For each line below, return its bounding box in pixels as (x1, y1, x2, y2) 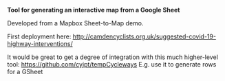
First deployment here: (7, 32, 72, 40)
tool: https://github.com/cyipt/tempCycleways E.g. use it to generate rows (7, 60, 217, 68)
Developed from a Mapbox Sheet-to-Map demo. (7, 19, 144, 27)
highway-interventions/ (7, 40, 74, 47)
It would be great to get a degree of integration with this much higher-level (7, 53, 219, 61)
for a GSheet (7, 68, 43, 76)
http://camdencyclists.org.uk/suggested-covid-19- (72, 32, 217, 40)
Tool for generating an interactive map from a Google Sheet (7, 6, 180, 14)
